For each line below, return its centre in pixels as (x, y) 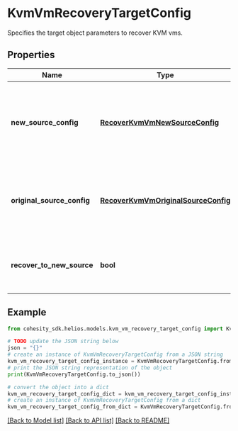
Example (27, 312)
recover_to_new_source (52, 265)
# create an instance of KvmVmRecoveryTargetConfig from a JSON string (115, 355)
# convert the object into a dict (58, 387)
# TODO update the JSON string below (63, 342)
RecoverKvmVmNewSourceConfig (160, 122)
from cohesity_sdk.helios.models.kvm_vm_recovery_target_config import (115, 329)
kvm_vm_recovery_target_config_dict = (64, 394)
